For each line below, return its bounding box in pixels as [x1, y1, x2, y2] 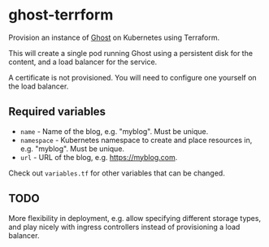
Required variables [8, 105, 106, 119]
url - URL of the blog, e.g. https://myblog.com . [20, 152, 178, 162]
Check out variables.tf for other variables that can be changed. [8, 168, 225, 178]
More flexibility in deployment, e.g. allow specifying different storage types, [8, 213, 262, 223]
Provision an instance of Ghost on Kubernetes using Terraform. [8, 32, 220, 42]
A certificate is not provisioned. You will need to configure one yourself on [8, 72, 258, 82]
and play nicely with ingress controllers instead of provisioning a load [8, 222, 241, 232]
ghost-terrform [8, 6, 114, 24]
